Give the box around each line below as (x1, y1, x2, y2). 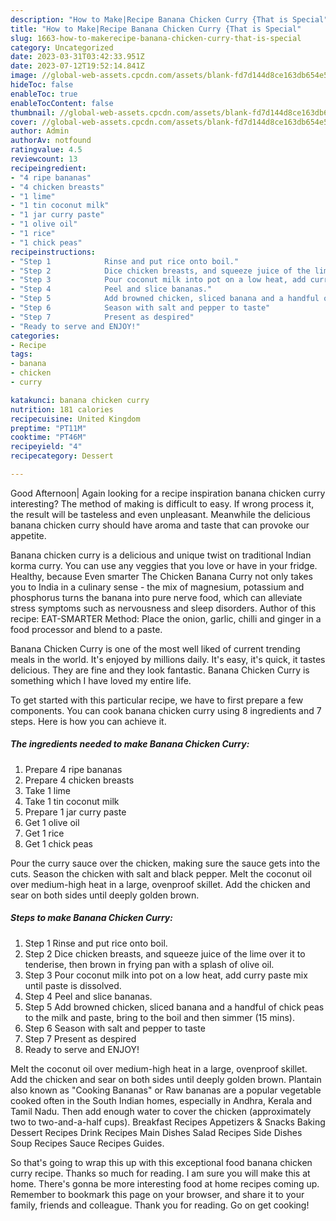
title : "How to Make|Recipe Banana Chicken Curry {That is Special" (10, 24, 302, 34)
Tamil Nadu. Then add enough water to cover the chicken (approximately (10, 1105, 312, 1117)
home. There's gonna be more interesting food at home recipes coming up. (10, 1177, 320, 1190)
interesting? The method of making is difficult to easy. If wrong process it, (10, 497, 315, 510)
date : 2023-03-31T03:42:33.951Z (10, 52, 145, 62)
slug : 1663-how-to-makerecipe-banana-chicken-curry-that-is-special (10, 33, 302, 43)
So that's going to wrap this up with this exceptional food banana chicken (10, 1156, 313, 1168)
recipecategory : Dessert (10, 451, 114, 461)
